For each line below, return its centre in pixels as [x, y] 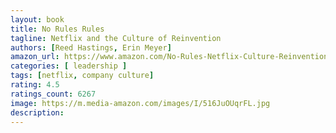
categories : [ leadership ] [69, 66]
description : [37, 112]
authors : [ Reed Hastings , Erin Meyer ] [91, 47]
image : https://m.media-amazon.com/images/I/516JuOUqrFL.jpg [140, 103]
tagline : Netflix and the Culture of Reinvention [116, 38]
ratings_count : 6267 [53, 94]
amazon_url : [35, 57]
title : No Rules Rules [57, 29]
